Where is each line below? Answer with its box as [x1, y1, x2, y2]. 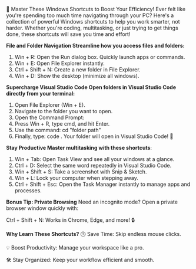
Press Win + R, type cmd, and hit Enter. [14, 120, 110, 127]
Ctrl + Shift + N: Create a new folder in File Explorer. [14, 66, 141, 73]
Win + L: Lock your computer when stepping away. [14, 175, 138, 181]
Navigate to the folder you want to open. [14, 108, 113, 114]
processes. [14, 187, 42, 194]
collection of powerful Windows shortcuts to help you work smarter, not [6, 18, 181, 25]
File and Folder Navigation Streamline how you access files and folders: [6, 42, 185, 49]
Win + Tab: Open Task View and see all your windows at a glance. [14, 156, 175, 162]
